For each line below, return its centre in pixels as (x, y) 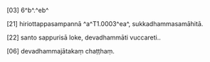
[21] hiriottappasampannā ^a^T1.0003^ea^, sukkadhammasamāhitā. (105, 24)
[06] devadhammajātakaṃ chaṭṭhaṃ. (61, 51)
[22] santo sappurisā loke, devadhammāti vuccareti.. (84, 37)
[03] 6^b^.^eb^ (28, 10)
